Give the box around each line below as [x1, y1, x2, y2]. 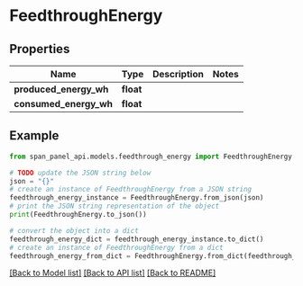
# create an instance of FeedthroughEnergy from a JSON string [9, 185, 252, 194]
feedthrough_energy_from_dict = [9, 251, 131, 261]
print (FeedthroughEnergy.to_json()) [9, 210, 147, 219]
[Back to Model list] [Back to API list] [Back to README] [9, 267, 216, 279]
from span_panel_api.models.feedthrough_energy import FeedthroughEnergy [9, 152, 293, 161]
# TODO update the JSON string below [9, 168, 151, 177]
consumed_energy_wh [14, 98, 114, 110]
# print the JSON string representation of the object [9, 201, 220, 211]
